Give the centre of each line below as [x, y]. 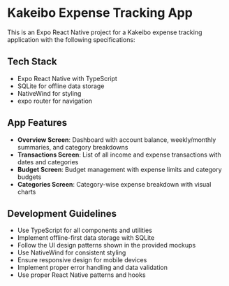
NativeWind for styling [49, 93]
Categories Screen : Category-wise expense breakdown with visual [114, 184]
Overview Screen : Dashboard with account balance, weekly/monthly [117, 140]
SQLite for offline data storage [61, 86]
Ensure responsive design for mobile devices [82, 260]
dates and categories [48, 162]
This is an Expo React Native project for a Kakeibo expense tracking [105, 32]
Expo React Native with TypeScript [67, 78]
